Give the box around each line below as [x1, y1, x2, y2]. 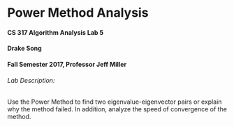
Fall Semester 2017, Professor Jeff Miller [7, 60, 127, 68]
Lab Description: [7, 76, 55, 84]
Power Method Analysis [7, 5, 149, 21]
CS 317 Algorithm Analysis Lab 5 [7, 28, 103, 36]
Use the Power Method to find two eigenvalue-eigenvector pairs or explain [7, 97, 222, 106]
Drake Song [7, 44, 42, 53]
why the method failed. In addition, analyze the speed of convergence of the [7, 105, 227, 113]
